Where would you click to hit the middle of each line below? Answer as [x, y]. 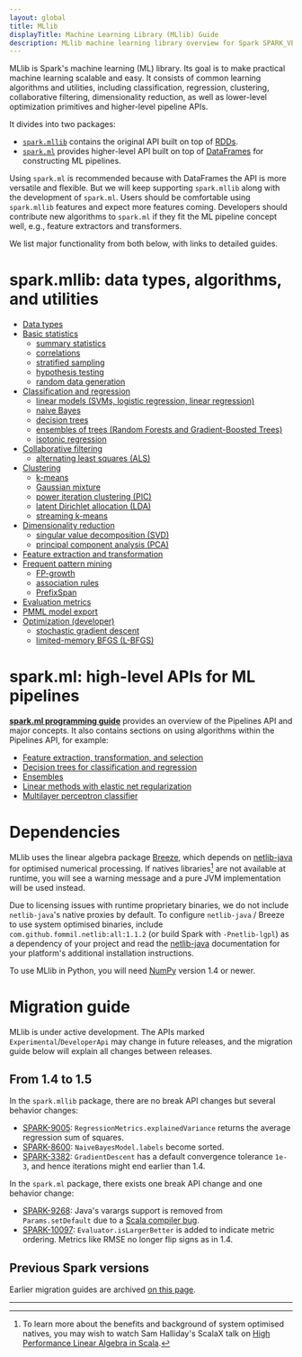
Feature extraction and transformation [93, 555]
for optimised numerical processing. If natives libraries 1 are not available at [147, 868]
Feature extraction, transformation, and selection [113, 757]
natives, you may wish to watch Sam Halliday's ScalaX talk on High [146, 1334]
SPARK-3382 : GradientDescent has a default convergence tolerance [147, 1157]
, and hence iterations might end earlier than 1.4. [116, 1166]
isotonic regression [71, 439]
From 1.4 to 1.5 [51, 1080]
